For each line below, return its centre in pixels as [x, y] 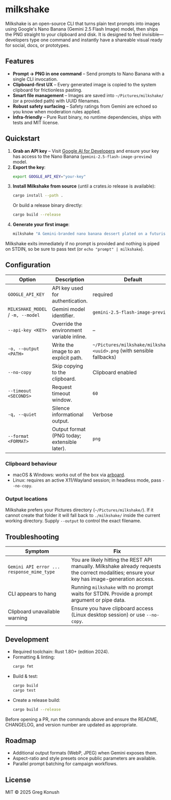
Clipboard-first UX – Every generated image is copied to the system [84, 84]
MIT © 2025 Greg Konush [32, 792]
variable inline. [69, 337]
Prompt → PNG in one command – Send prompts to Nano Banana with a [88, 74]
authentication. [70, 301]
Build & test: [25, 676]
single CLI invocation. [35, 79]
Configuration [28, 265]
